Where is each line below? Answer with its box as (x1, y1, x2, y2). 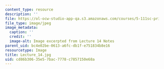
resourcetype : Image (5, 48, 47, 52)
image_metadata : (5, 25, 38, 30)
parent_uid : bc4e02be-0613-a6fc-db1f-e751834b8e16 (5, 43, 110, 48)
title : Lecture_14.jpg (5, 52, 51, 57)
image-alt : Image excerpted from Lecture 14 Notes (9, 39, 115, 44)
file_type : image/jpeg (5, 20, 51, 26)
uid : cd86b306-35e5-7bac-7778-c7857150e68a (5, 57, 95, 62)
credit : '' (9, 34, 32, 39)
